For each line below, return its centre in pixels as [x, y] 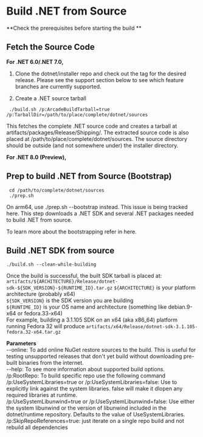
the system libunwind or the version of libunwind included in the [87, 408]
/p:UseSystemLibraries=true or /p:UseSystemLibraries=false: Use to [92, 382]
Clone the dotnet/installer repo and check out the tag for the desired [101, 74]
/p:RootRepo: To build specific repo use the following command [86, 376]
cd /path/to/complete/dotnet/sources [57, 190]
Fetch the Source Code [51, 47]
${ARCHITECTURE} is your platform [155, 287]
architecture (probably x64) [41, 294]
